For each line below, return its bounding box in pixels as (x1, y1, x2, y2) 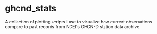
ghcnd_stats (5, 3, 57, 14)
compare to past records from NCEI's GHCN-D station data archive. (5, 23, 141, 29)
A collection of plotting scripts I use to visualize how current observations (5, 19, 152, 24)
